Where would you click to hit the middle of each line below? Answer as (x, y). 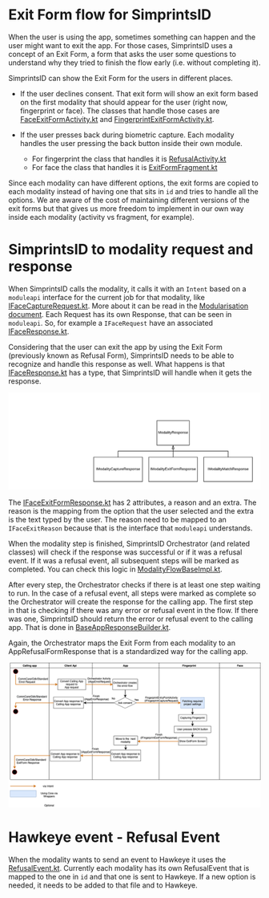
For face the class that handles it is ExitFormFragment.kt (124, 167)
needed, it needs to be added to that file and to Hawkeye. (103, 885)
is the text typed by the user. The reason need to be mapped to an (117, 520)
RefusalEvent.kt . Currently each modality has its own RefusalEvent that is (129, 868)
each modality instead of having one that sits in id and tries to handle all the (133, 191)
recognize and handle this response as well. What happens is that (117, 364)
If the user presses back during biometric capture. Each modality (127, 135)
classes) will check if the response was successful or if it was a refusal (125, 552)
